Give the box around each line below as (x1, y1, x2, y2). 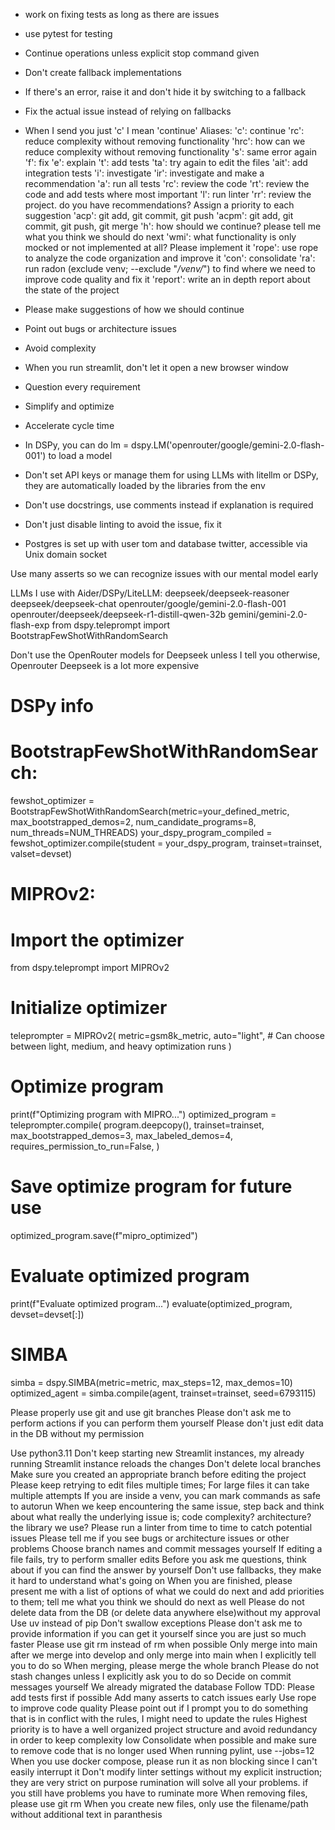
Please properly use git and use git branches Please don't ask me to (10, 1406, 292, 1418)
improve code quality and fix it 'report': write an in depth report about (24, 274, 311, 285)
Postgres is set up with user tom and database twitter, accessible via (24, 538, 308, 549)
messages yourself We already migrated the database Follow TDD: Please (10, 1680, 315, 1693)
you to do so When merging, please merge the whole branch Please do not (10, 1659, 319, 1671)
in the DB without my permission (10, 1427, 145, 1439)
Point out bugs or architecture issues (24, 323, 177, 334)
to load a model (48, 450, 113, 461)
